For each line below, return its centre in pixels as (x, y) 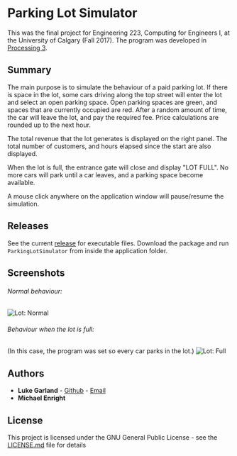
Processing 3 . (27, 48)
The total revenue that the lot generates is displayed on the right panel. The (117, 138)
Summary (29, 70)
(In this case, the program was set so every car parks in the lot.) (101, 351)
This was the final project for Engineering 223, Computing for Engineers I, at (119, 33)
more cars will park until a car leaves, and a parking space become (105, 174)
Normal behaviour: (35, 291)
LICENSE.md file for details (47, 445)
